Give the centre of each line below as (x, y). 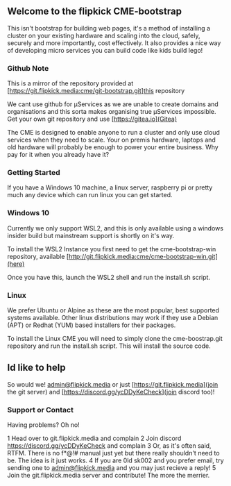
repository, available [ (38, 256)
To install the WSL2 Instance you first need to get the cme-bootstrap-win (112, 249)
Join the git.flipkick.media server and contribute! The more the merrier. (109, 476)
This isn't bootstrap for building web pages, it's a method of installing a (109, 28)
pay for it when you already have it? (58, 155)
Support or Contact (41, 410)
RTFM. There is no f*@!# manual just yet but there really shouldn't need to (113, 453)
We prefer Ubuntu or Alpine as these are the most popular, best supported (113, 310)
